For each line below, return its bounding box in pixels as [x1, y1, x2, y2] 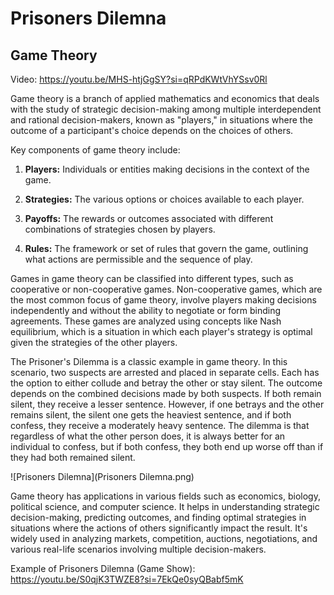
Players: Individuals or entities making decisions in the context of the [24, 163, 310, 175]
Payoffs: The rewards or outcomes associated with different [24, 213, 274, 224]
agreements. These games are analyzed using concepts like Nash [10, 315, 282, 327]
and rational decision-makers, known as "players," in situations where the [10, 114, 313, 126]
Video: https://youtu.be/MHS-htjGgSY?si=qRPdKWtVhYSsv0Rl [10, 73, 268, 85]
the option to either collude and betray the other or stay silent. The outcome [10, 377, 323, 389]
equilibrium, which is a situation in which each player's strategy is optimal [10, 326, 313, 337]
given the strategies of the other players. [10, 337, 178, 348]
